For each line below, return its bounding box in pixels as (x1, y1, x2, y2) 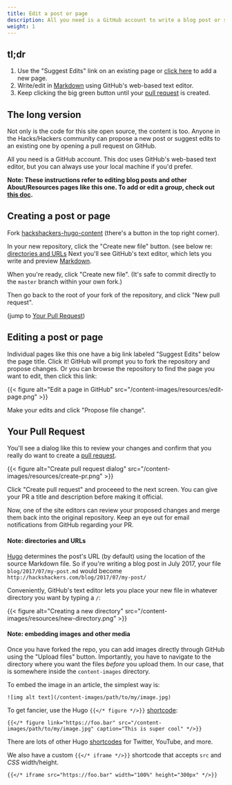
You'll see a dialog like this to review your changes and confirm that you (7, 444, 212, 453)
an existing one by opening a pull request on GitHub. (7, 142, 157, 150)
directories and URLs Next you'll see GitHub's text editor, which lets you (7, 249, 212, 257)
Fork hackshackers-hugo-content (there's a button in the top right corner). (7, 228, 220, 237)
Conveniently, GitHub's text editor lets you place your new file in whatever (7, 586, 217, 594)
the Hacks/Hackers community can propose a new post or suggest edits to (7, 135, 221, 142)
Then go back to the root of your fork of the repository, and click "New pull (7, 290, 220, 299)
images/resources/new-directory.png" (7, 614, 117, 622)
